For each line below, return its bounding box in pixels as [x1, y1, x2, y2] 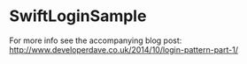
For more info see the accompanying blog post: [9, 35, 182, 46]
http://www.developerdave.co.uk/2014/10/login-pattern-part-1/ [9, 44, 239, 54]
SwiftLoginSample [9, 6, 147, 26]
